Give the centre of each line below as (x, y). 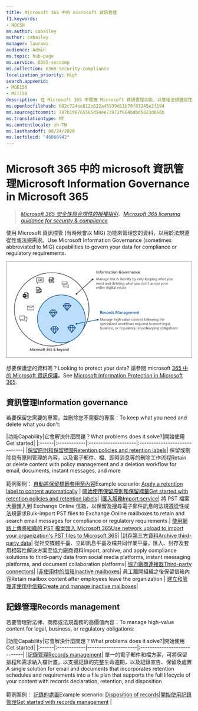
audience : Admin (26, 50)
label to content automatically (42, 492)
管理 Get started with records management (57, 702)
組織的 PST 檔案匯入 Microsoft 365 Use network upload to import (105, 528)
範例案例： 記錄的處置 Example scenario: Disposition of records (82, 694)
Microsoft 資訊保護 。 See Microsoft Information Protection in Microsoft (98, 376)
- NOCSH (16, 25)
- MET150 (17, 94)
